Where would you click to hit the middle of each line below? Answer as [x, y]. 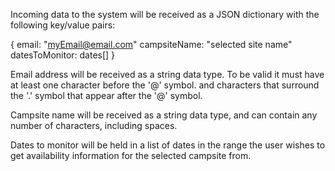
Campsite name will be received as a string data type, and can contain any [164, 115]
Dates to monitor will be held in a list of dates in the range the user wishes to [168, 145]
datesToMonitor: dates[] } [63, 55]
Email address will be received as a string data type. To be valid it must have [167, 74]
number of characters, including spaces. [94, 125]
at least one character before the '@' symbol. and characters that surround [165, 85]
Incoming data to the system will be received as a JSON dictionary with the [165, 14]
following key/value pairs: [63, 25]
